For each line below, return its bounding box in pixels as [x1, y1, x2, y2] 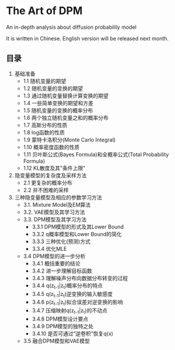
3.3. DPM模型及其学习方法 [23, 216, 87, 223]
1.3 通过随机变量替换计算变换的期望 [23, 92, 109, 99]
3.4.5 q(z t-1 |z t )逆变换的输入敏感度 [32, 290, 113, 299]
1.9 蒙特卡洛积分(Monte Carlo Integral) [23, 136, 116, 143]
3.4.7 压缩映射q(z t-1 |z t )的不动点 [32, 307, 108, 315]
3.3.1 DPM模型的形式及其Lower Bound [32, 223, 124, 230]
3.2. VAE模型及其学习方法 [23, 208, 85, 216]
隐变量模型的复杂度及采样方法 [14, 171, 87, 179]
